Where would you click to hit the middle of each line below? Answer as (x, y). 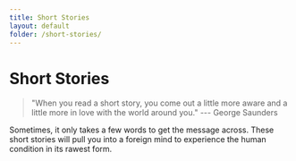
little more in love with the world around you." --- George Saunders (155, 113)
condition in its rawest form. (61, 149)
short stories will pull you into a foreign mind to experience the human (138, 140)
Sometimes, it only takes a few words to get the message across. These (142, 130)
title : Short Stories (50, 17)
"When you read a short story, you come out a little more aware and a (159, 103)
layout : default (39, 26)
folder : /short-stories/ (55, 34)
